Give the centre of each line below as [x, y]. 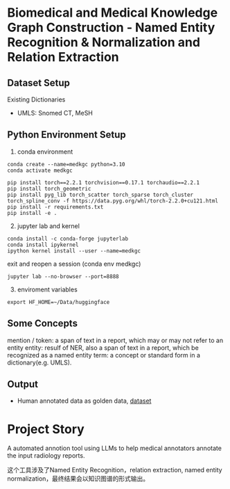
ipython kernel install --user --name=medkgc [74, 251]
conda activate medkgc [40, 170]
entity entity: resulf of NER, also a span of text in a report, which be [103, 347]
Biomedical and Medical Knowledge [113, 13]
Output [23, 384]
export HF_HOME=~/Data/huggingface [59, 302]
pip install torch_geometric [49, 189]
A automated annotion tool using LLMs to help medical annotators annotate [114, 448]
